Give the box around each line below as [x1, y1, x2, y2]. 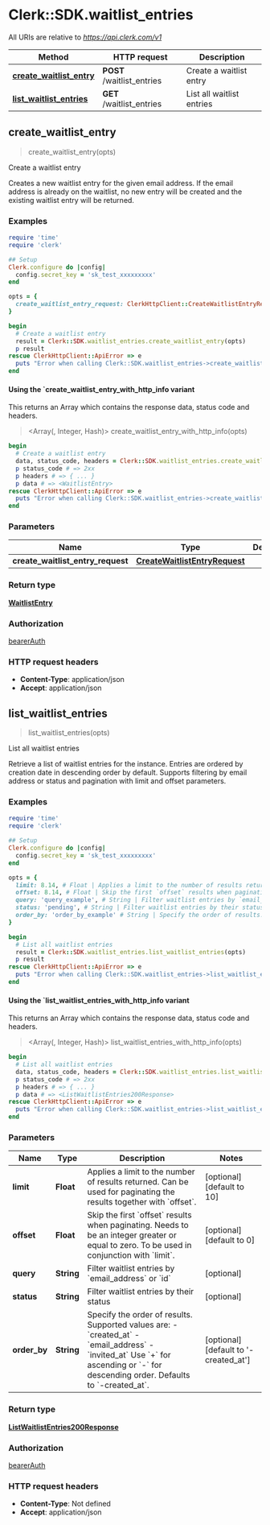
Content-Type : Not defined [19, 1499, 111, 1509]
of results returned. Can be [87, 1176, 189, 1188]
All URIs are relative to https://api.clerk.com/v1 [8, 32, 162, 42]
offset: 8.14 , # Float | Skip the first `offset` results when [15, 888, 231, 897]
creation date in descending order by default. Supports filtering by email [8, 767, 247, 778]
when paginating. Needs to [87, 1220, 189, 1231]
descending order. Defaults [87, 1370, 190, 1381]
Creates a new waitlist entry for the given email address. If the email [8, 178, 234, 188]
